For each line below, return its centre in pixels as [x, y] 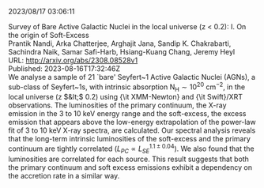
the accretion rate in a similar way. [64, 175]
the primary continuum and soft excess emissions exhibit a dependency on [130, 167]
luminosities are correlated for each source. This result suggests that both [128, 159]
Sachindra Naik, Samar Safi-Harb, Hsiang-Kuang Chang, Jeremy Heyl [122, 52]
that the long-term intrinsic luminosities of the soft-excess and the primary [130, 139]
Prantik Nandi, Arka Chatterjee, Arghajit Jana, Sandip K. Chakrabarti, [120, 43]
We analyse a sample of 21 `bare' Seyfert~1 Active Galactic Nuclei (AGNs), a [132, 77]
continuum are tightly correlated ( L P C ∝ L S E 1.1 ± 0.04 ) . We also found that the [131, 149]
